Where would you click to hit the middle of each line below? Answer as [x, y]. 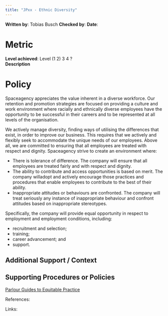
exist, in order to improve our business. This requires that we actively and [81, 135]
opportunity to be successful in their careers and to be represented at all [80, 114]
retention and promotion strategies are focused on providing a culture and [81, 103]
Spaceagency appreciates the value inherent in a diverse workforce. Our [80, 98]
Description [18, 64]
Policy [18, 84]
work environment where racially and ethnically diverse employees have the [84, 109]
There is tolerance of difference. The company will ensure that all [80, 161]
